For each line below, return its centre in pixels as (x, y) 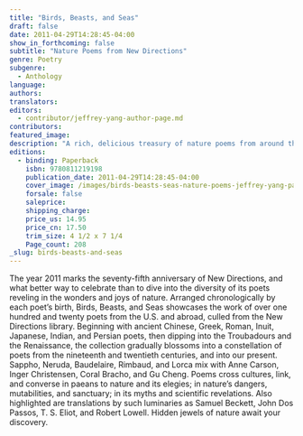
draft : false (34, 26)
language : (28, 85)
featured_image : (40, 135)
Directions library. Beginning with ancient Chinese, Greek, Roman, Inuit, (142, 327)
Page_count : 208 (56, 245)
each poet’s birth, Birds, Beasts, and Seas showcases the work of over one (148, 307)
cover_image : (50, 186)
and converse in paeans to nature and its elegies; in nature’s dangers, (138, 384)
